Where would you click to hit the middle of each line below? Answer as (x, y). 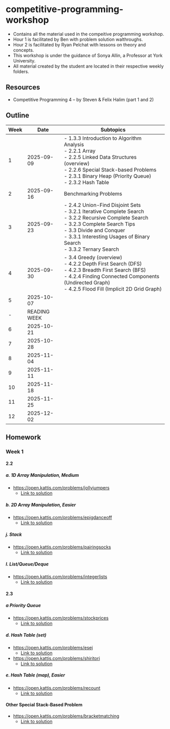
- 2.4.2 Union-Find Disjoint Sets (102, 205)
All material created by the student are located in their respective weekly (88, 66)
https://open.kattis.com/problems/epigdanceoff (63, 518)
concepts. (23, 50)
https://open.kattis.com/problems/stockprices (61, 618)
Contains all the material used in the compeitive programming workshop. (89, 34)
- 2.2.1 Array (80, 151)
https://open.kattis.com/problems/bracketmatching (66, 716)
